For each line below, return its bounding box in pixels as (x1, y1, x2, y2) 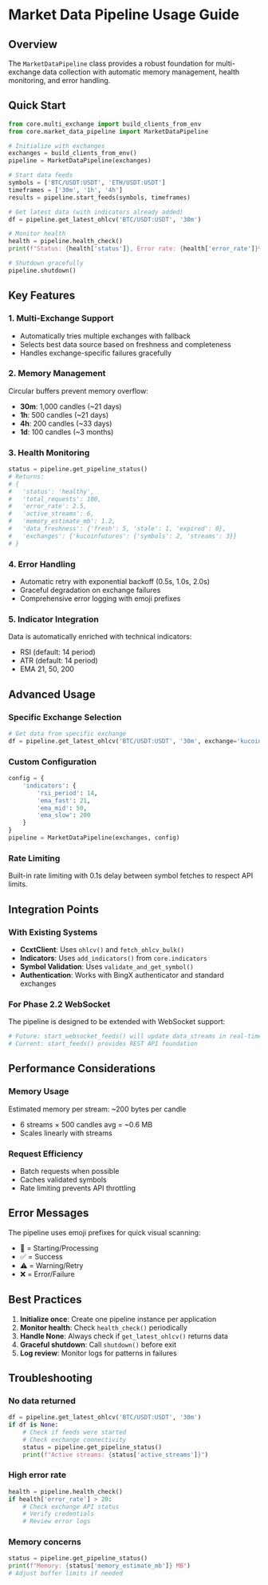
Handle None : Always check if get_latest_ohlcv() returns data (19, 1331, 229, 1341)
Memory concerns (8, 1536, 81, 1547)
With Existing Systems (8, 927, 98, 938)
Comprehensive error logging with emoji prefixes (19, 594, 181, 603)
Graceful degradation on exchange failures (19, 586, 161, 595)
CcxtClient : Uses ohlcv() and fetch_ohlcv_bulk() (19, 944, 185, 954)
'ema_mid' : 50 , (37, 804, 88, 812)
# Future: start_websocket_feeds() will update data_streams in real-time (8, 1032, 262, 1041)
